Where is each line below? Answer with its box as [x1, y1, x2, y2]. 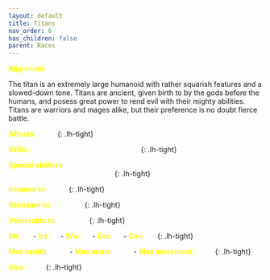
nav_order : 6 [8, 27, 52, 35]
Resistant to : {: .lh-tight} [8, 200, 121, 210]
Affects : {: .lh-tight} [8, 130, 94, 139]
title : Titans [8, 19, 56, 27]
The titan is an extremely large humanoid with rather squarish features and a [8, 80, 262, 89]
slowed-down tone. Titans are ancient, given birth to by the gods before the [8, 88, 260, 97]
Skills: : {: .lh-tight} [8, 145, 177, 154]
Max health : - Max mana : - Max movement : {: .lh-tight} [8, 247, 251, 257]
